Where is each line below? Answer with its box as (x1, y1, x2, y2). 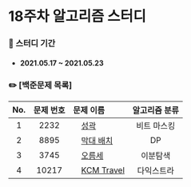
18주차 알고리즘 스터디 (8, 7, 146, 26)
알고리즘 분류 (132, 105, 180, 116)
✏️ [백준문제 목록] (8, 79, 73, 90)
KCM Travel (81, 165, 125, 176)
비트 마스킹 (135, 121, 176, 131)
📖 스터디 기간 (8, 38, 56, 49)
